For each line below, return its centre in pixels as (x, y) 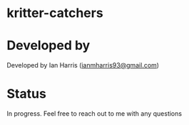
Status (27, 94)
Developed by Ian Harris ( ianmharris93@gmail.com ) (83, 65)
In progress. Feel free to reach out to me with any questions (94, 114)
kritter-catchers (55, 13)
